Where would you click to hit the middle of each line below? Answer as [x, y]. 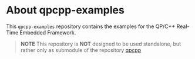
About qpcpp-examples [65, 10]
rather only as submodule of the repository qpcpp [81, 50]
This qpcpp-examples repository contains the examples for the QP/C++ [91, 26]
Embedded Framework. [48, 32]
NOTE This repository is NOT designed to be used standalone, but [100, 44]
